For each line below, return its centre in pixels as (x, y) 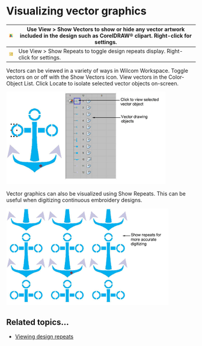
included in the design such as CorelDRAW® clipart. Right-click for (106, 36)
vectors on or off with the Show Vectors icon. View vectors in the (87, 77)
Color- (176, 77)
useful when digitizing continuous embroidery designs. (74, 200)
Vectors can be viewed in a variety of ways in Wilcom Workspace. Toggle (97, 71)
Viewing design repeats (44, 336)
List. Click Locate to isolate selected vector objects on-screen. (101, 84)
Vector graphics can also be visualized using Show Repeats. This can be (96, 194)
